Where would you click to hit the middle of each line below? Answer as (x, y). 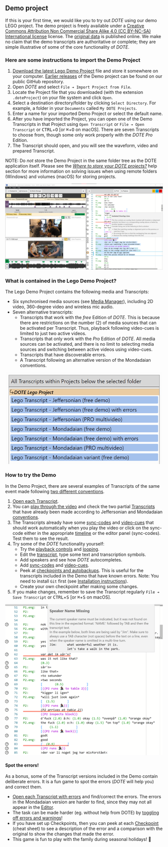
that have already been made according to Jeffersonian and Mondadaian (87, 512)
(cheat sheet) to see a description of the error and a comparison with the (87, 829)
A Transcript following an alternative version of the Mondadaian (85, 360)
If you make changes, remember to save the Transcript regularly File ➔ (86, 592)
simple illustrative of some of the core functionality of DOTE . (67, 47)
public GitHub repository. (38, 82)
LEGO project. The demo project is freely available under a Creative (75, 26)
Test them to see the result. (40, 538)
